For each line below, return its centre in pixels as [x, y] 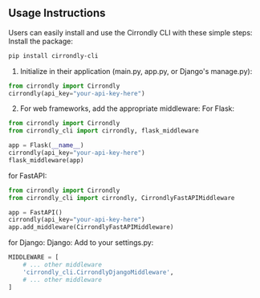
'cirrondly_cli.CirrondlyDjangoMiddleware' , [98, 272]
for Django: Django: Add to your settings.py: [81, 243]
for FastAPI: [28, 175]
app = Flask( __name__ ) [46, 145]
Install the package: [41, 41]
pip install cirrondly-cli [53, 55]
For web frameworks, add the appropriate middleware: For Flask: [127, 108]
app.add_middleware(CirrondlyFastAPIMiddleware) [91, 227]
